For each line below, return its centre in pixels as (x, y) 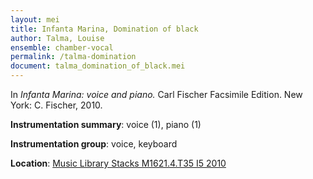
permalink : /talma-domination (73, 57)
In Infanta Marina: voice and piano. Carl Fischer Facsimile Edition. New (156, 94)
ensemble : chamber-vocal (62, 47)
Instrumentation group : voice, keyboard (94, 144)
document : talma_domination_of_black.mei (98, 66)
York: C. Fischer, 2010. (56, 105)
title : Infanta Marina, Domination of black (104, 29)
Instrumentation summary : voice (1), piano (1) (106, 124)
